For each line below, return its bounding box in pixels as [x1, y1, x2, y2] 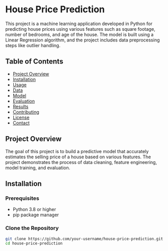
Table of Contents [5, 57, 64, 66]
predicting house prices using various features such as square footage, [5, 26, 156, 32]
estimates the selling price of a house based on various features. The [5, 154, 151, 160]
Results [12, 103, 29, 110]
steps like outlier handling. [5, 42, 61, 48]
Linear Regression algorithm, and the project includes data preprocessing [5, 37, 160, 43]
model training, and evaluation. [5, 164, 70, 171]
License [12, 114, 30, 120]
